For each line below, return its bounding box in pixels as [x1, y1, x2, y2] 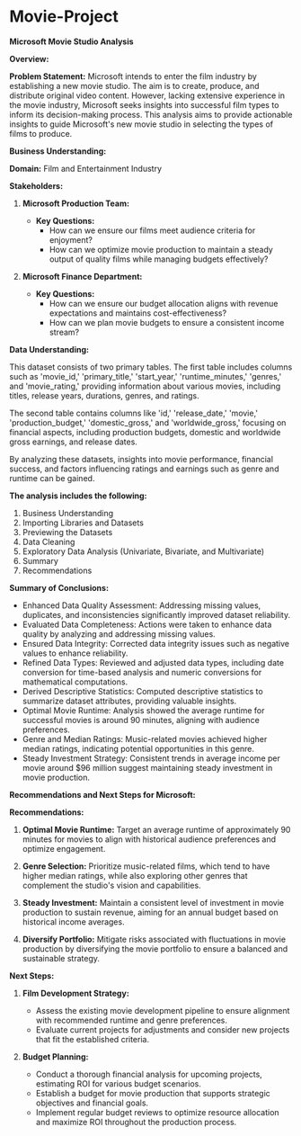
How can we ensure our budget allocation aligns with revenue [49, 298, 279, 309]
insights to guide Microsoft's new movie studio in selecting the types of [9, 119, 274, 130]
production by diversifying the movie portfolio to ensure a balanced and [22, 943, 288, 954]
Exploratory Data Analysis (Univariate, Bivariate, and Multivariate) [22, 546, 265, 557]
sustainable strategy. [22, 953, 101, 963]
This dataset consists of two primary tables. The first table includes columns [9, 362, 293, 372]
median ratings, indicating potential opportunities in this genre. [22, 743, 254, 754]
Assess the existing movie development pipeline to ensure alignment [35, 1005, 290, 1015]
